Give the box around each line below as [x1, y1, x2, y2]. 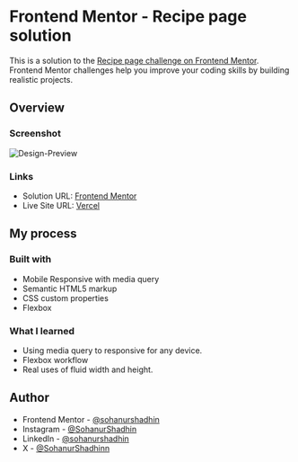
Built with [9, 253, 52, 266]
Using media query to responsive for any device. [22, 344, 203, 356]
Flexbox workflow [22, 354, 89, 365]
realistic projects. [9, 74, 74, 84]
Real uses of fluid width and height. [22, 364, 153, 375]
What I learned [9, 324, 74, 337]
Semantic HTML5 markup [22, 283, 118, 294]
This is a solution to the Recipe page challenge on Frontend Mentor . [9, 55, 259, 66]
